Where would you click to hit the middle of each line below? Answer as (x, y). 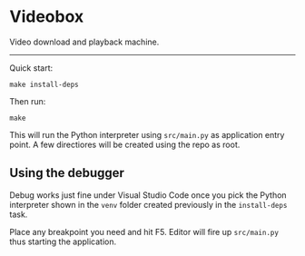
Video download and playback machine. (84, 42)
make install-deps (44, 84)
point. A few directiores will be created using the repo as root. (125, 144)
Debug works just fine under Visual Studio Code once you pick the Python (148, 195)
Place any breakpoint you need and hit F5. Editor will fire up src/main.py (144, 231)
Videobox (47, 17)
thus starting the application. (63, 241)
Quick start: (31, 68)
